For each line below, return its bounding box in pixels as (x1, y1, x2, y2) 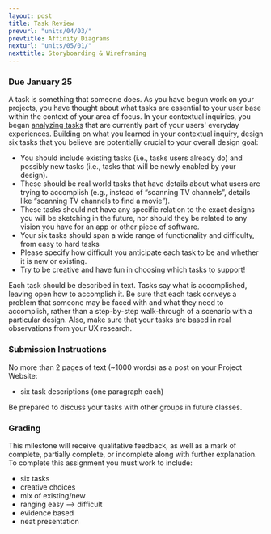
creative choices (19, 482, 76, 492)
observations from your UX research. (8, 324, 132, 333)
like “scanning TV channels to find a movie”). (19, 196, 170, 206)
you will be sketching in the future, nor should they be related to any (19, 214, 248, 223)
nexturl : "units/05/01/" (8, 42, 92, 50)
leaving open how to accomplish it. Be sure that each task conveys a (8, 289, 237, 299)
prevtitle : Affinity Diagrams (8, 34, 111, 43)
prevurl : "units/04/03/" (8, 27, 92, 35)
